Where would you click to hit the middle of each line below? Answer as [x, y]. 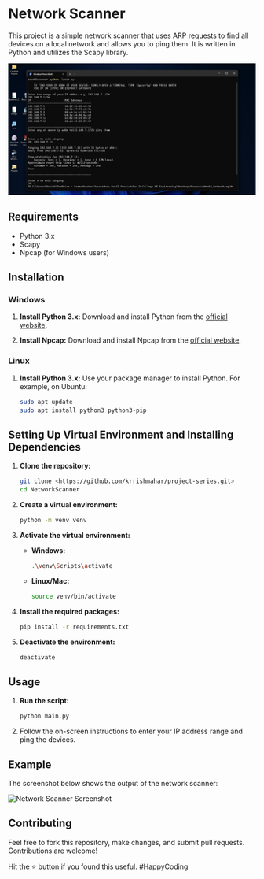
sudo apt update [46, 402]
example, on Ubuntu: [53, 386]
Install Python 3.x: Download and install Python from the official [123, 317]
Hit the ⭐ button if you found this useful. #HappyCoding [98, 866]
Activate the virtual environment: [75, 535]
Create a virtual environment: [68, 505]
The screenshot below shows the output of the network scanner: [113, 783]
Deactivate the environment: [67, 642]
